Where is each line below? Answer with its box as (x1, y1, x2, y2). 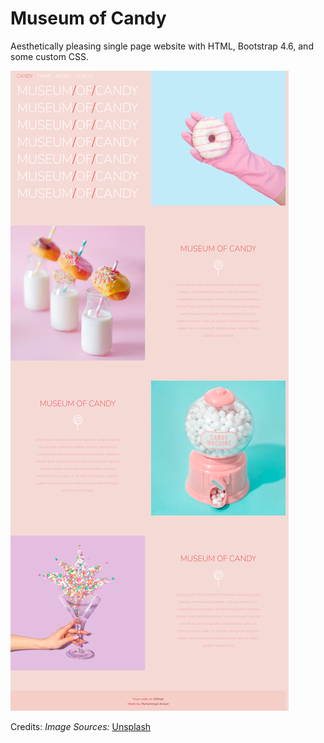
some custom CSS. (10, 50, 90, 62)
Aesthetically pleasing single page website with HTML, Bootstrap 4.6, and (10, 40, 314, 52)
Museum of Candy (10, 7, 167, 30)
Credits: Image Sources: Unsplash (10, 720, 152, 732)
